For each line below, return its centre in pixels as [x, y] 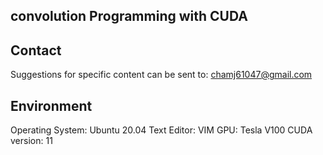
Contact [36, 50]
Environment [51, 105]
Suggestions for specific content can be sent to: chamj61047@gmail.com [161, 75]
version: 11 [31, 141]
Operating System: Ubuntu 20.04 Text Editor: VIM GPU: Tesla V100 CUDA [161, 130]
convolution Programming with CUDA [129, 16]
